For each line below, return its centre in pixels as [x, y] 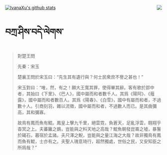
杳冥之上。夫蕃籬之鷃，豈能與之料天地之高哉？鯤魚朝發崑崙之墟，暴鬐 [89, 129]
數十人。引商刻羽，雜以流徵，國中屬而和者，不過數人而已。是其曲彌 [87, 106]
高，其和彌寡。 [33, 112]
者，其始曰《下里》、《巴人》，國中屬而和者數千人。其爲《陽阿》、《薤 [86, 94]
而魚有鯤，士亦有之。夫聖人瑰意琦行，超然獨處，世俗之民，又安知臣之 [89, 141]
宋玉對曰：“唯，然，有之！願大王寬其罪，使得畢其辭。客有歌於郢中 [86, 87]
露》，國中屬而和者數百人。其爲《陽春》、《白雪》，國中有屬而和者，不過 [89, 100]
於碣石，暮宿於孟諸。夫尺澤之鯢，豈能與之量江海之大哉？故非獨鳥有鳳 [89, 135]
